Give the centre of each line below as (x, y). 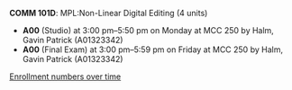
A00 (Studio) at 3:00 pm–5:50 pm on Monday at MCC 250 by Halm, (148, 30)
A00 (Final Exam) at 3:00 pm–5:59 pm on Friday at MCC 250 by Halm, (153, 49)
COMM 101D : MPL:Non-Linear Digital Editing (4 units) (109, 13)
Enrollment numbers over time (65, 76)
